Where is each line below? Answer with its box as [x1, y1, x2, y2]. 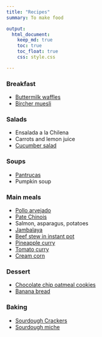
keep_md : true [17, 37, 53, 43]
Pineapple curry [15, 239, 56, 246]
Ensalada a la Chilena [15, 129, 69, 136]
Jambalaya [15, 226, 43, 233]
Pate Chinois [15, 213, 47, 220]
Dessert [6, 267, 30, 275]
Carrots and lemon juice [15, 136, 75, 143]
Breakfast [6, 79, 36, 88]
